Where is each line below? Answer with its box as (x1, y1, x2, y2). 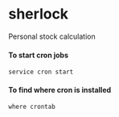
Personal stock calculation (8, 31, 96, 41)
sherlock (8, 5, 69, 23)
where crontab (8, 102, 56, 111)
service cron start (8, 68, 74, 77)
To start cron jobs (8, 50, 68, 60)
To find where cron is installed (8, 85, 112, 94)
